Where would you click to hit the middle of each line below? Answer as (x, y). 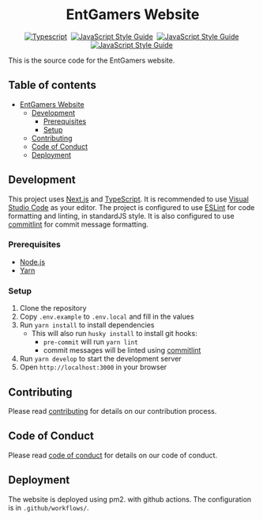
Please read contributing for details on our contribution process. (113, 411)
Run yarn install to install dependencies (87, 325)
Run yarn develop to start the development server (100, 359)
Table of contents (52, 85)
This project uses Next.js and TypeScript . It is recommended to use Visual (128, 199)
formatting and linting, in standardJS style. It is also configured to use (121, 216)
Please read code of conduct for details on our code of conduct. (113, 455)
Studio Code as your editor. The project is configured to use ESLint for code (131, 207)
